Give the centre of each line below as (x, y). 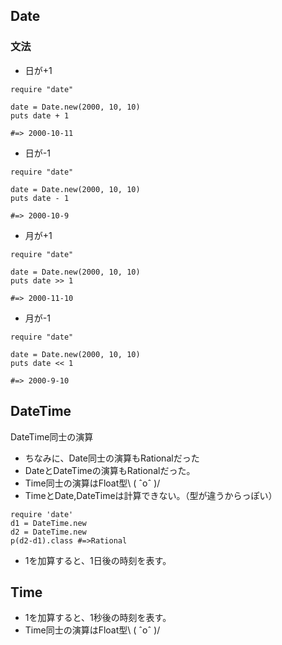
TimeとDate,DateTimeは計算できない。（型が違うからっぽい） (151, 495)
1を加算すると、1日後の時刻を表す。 (98, 560)
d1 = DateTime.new (48, 523)
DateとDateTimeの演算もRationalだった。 (110, 470)
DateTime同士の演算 (52, 436)
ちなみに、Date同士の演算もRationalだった (112, 458)
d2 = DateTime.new (48, 532)
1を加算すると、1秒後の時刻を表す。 (98, 618)
